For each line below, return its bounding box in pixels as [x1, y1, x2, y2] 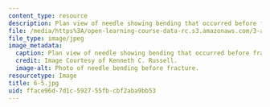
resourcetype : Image [8, 72, 78, 80]
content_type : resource [8, 11, 88, 20]
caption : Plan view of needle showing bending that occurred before [15, 49, 250, 57]
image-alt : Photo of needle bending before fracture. [15, 64, 199, 72]
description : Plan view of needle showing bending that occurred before [8, 19, 257, 27]
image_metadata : [8, 42, 63, 50]
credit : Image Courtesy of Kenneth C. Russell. [15, 57, 178, 65]
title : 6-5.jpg [8, 79, 59, 87]
